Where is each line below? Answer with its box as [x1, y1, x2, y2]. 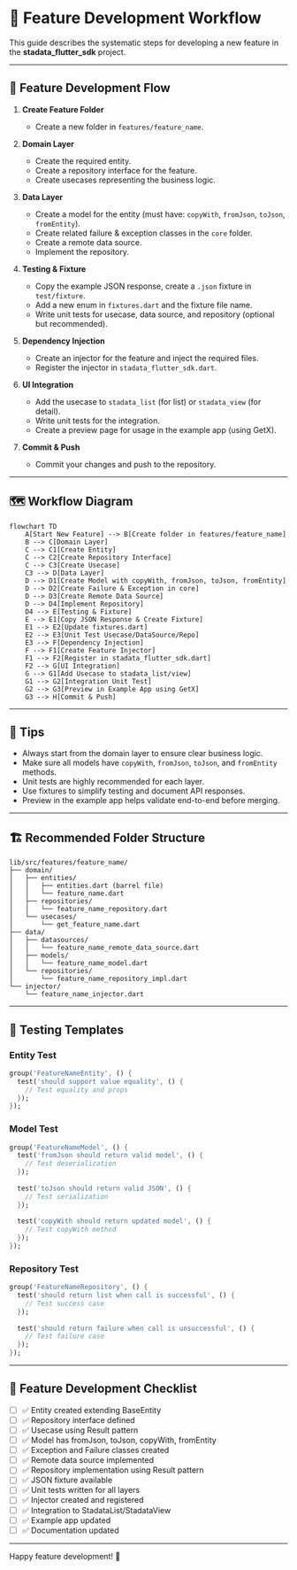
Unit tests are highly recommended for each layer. [21, 777, 205, 787]
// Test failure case [25, 1332, 104, 1341]
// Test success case [25, 1299, 104, 1308]
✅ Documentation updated [21, 1525, 119, 1535]
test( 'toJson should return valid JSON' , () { [17, 1184, 192, 1193]
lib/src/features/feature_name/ [9, 858, 128, 867]
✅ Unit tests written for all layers [21, 1485, 140, 1496]
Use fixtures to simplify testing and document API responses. [21, 785, 246, 796]
